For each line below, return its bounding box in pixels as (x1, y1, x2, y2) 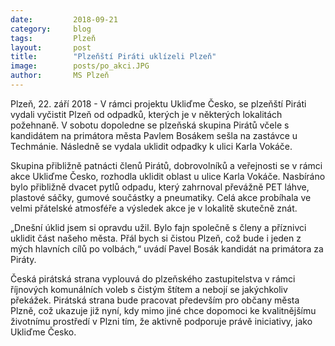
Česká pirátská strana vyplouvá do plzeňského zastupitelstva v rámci (10, 272, 296, 285)
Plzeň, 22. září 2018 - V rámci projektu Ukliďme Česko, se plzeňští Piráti (10, 97, 307, 110)
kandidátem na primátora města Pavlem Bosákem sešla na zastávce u (10, 129, 298, 141)
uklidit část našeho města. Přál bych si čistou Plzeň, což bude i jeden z (10, 232, 302, 244)
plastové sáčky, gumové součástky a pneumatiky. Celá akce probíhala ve (10, 191, 312, 203)
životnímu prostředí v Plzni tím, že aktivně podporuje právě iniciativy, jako (10, 315, 313, 327)
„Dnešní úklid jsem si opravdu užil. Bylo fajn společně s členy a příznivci (10, 221, 307, 233)
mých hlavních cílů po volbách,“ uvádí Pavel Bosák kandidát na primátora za (10, 242, 324, 255)
